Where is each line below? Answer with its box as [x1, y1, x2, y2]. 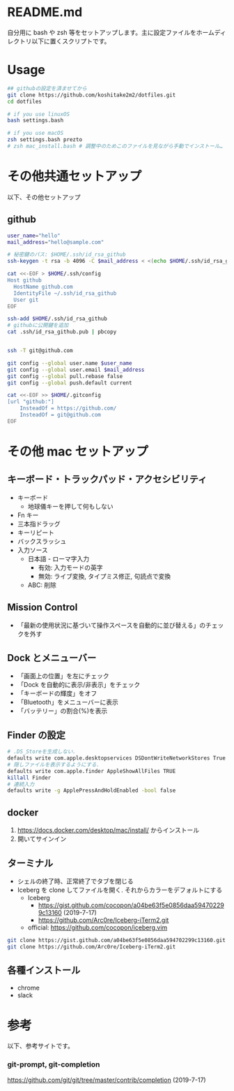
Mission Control [7, 602, 78, 614]
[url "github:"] [7, 398, 54, 405]
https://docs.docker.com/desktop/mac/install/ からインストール [17, 826, 200, 834]
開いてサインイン [17, 834, 67, 843]
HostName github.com [13, 283, 73, 290]
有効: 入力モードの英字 [38, 563, 103, 572]
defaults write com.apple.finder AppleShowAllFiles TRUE [7, 767, 176, 774]
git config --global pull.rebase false [7, 373, 123, 380]
